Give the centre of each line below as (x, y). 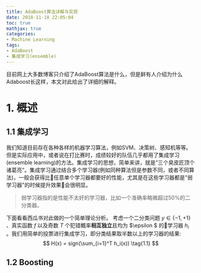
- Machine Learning (31, 40)
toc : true (19, 23)
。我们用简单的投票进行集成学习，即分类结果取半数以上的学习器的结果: (94, 233)
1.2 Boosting (30, 262)
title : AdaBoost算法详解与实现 (42, 12)
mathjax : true (24, 28)
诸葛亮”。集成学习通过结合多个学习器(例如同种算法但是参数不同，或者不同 (98, 170)
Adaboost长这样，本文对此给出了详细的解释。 (63, 81)
